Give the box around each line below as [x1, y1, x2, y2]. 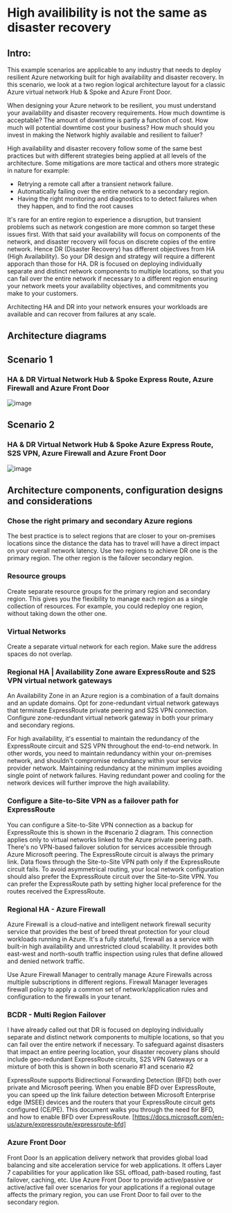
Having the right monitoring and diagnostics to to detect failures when [17, 194, 217, 203]
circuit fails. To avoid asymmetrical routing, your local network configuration [7, 864, 224, 873]
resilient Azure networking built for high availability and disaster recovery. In [7, 73, 224, 81]
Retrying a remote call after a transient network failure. [17, 180, 173, 188]
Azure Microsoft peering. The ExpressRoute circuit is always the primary [7, 850, 214, 858]
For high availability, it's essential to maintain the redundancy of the [7, 735, 199, 743]
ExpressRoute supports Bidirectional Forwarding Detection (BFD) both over [7, 1076, 222, 1085]
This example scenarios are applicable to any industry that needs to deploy [7, 66, 222, 74]
